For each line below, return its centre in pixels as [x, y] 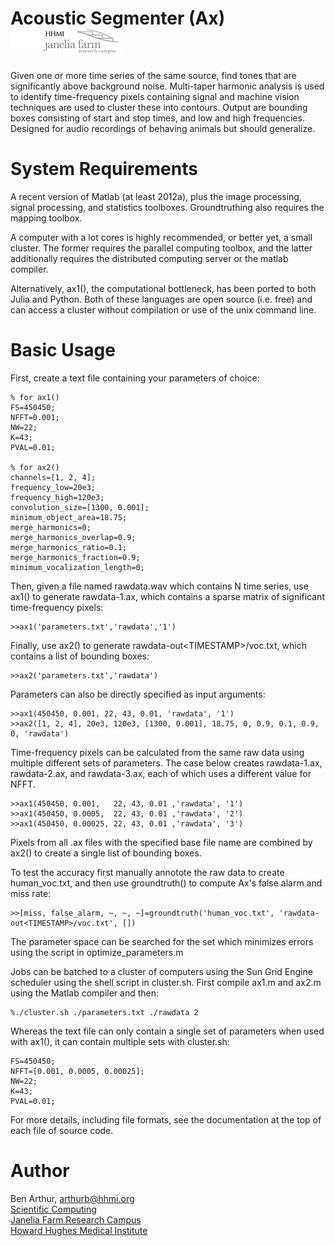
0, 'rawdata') [40, 733]
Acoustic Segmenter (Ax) [118, 18]
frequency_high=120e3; [57, 497]
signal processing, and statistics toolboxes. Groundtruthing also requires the [167, 207]
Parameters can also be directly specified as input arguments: [138, 694]
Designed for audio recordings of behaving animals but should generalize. [163, 128]
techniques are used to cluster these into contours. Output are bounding [159, 107]
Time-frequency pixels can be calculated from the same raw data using [157, 752]
